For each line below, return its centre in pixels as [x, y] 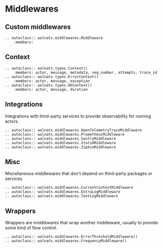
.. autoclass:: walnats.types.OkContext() [49, 85]
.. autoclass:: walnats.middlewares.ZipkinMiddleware [61, 147]
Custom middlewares [38, 27]
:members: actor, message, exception [52, 81]
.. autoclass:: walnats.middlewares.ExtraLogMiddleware [63, 192]
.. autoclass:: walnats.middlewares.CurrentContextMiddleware [69, 188]
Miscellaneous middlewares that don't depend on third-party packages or [79, 174]
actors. [12, 121]
